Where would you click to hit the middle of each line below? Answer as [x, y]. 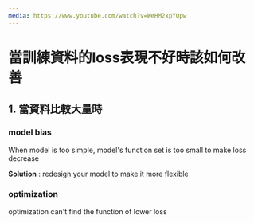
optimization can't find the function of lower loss [88, 211]
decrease [24, 158]
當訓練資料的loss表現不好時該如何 [120, 57]
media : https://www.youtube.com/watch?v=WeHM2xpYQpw [98, 16]
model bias [30, 132]
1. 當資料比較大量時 [55, 110]
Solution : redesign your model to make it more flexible [98, 174]
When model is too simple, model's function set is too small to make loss [127, 150]
